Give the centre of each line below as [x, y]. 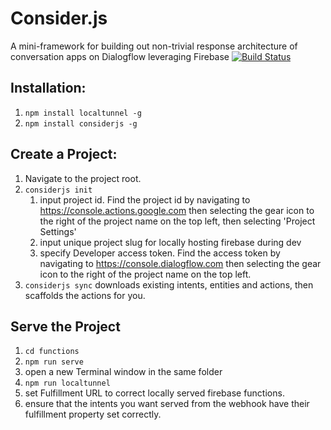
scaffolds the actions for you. [85, 295]
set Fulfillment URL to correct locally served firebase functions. [154, 393]
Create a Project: [64, 154]
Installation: [48, 88]
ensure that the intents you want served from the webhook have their [167, 404]
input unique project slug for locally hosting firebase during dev [170, 242]
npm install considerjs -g [81, 123]
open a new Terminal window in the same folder [123, 372]
